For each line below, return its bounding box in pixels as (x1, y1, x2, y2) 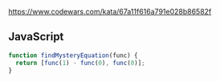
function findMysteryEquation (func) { (8, 51, 138, 59)
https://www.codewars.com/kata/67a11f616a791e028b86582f (8, 7, 212, 16)
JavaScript (8, 30, 64, 43)
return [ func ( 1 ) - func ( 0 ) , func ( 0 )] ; (15, 59, 146, 67)
